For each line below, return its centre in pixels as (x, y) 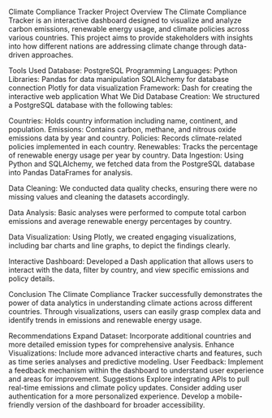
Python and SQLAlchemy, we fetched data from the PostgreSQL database (132, 164)
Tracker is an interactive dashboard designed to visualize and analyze (125, 20)
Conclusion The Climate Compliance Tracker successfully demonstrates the (136, 294)
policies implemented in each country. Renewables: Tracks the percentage (133, 147)
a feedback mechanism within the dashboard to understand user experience (136, 370)
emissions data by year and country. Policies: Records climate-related (125, 138)
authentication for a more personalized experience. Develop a (112, 396)
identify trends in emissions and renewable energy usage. (105, 320)
